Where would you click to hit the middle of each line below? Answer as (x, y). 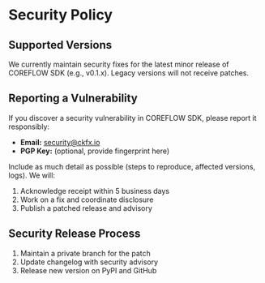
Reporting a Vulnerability (73, 99)
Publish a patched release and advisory (86, 208)
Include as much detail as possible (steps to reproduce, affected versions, (132, 166)
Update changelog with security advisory (89, 262)
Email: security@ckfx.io (60, 142)
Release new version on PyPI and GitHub (88, 270)
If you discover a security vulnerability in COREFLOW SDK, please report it (132, 118)
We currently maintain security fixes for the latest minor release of (119, 64)
